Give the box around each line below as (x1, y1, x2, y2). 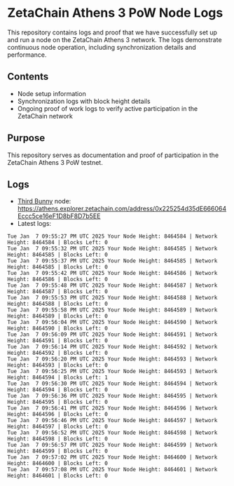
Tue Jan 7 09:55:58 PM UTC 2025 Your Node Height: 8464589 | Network (7, 306, 218, 313)
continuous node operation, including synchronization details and (7, 43, 196, 51)
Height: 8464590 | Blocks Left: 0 (7, 325, 109, 332)
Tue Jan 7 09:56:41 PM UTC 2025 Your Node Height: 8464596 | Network (7, 405, 218, 412)
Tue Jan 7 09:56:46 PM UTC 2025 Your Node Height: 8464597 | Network (7, 417, 218, 424)
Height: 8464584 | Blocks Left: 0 (7, 239, 109, 246)
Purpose (7, 132, 46, 144)
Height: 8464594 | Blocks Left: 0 (7, 386, 109, 393)
